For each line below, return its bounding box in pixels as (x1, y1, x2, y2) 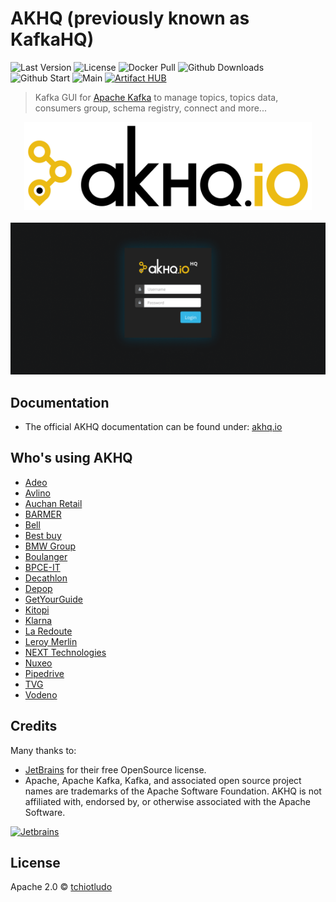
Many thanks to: (10, 744, 77, 756)
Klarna (24, 614, 53, 626)
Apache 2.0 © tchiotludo (10, 881, 113, 893)
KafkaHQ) (10, 28, 95, 51)
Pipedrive (24, 667, 65, 679)
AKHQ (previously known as (10, 7, 250, 30)
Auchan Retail (24, 497, 83, 509)
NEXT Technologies (24, 646, 107, 658)
